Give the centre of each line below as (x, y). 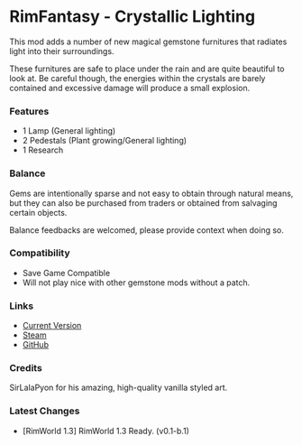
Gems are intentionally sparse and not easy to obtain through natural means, (151, 193)
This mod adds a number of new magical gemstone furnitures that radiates (148, 42)
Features (29, 111)
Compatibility (40, 253)
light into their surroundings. (62, 51)
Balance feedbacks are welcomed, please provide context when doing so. (146, 230)
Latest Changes (45, 411)
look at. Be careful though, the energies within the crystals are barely (137, 78)
